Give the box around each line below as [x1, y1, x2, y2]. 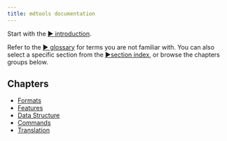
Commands [17, 119, 51, 127]
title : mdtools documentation [7, 10, 96, 17]
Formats [17, 96, 42, 105]
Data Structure [17, 111, 60, 119]
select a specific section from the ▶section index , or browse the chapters [7, 50, 221, 59]
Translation [17, 126, 50, 135]
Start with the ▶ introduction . [7, 29, 92, 38]
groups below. [7, 57, 48, 66]
